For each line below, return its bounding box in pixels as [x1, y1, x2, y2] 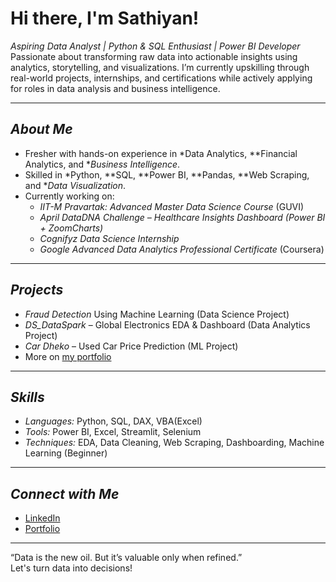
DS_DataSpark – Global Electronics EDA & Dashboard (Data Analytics [24, 318, 311, 331]
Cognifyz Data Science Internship [39, 232, 180, 244]
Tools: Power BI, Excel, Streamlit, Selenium [24, 426, 202, 438]
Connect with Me [10, 485, 120, 502]
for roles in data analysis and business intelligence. [10, 82, 221, 94]
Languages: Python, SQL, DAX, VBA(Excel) [24, 415, 203, 427]
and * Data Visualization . [24, 179, 127, 191]
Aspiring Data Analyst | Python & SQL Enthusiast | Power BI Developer [10, 40, 301, 52]
